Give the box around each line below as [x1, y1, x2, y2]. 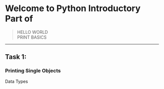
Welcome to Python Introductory [5, 3, 141, 14]
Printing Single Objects [5, 67, 61, 74]
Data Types [5, 78, 28, 84]
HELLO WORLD [17, 29, 48, 35]
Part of [5, 13, 33, 24]
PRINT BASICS [17, 34, 47, 40]
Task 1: [5, 53, 27, 61]
